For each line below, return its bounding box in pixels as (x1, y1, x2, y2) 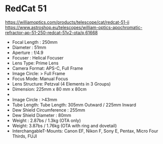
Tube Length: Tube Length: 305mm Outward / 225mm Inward (12, 102, 136, 108)
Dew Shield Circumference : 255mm (12, 107, 86, 113)
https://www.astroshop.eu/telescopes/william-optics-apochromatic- (5, 24, 143, 30)
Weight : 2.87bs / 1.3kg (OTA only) (12, 117, 81, 123)
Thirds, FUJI (12, 133, 37, 139)
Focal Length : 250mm (12, 39, 58, 45)
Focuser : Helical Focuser (12, 55, 64, 60)
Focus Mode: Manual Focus (12, 76, 69, 82)
